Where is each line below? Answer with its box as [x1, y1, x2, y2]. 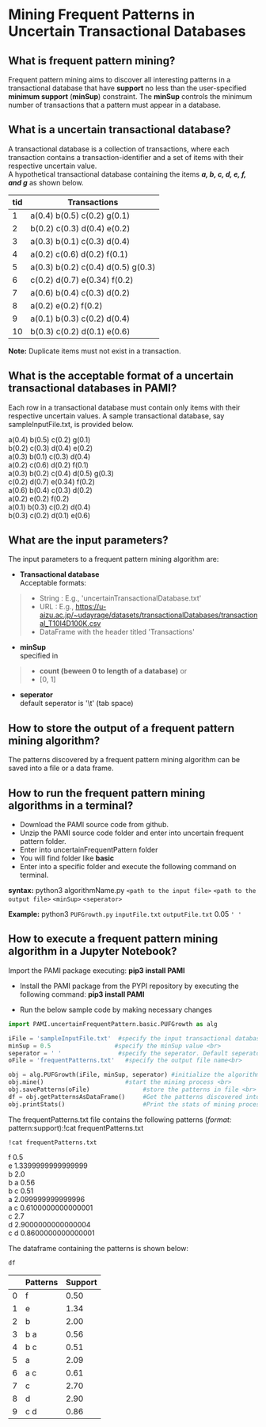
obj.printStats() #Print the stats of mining [8, 1100, 236, 1108]
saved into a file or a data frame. [8, 763, 114, 773]
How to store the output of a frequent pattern [8, 721, 235, 734]
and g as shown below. [8, 177, 84, 187]
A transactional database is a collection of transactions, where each [8, 144, 230, 154]
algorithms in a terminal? [8, 799, 134, 812]
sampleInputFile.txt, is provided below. [8, 419, 135, 429]
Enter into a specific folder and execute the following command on [19, 862, 237, 872]
